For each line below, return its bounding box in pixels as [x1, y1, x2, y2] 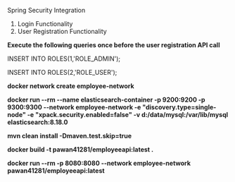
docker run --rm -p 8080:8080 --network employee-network [7, 159, 191, 167]
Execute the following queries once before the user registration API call [7, 41, 220, 49]
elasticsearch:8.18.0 [7, 118, 68, 126]
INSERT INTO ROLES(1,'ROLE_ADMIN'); [7, 54, 121, 63]
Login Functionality [17, 20, 73, 28]
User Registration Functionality [17, 28, 107, 35]
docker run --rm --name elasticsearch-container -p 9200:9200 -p [7, 95, 205, 104]
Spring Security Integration [7, 6, 86, 14]
